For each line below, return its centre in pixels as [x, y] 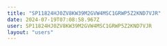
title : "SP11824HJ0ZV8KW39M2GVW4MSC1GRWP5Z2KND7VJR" [84, 13]
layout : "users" [30, 32]
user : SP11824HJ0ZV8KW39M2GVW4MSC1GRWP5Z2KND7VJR [80, 26]
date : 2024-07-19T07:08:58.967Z [53, 20]
